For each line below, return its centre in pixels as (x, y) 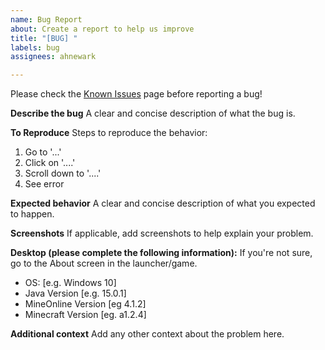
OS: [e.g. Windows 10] (70, 283)
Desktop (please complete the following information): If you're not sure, (161, 253)
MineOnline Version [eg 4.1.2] (85, 304)
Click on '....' (50, 163)
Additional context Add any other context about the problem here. (147, 334)
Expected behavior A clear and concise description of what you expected (163, 203)
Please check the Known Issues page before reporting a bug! (136, 94)
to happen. (32, 214)
